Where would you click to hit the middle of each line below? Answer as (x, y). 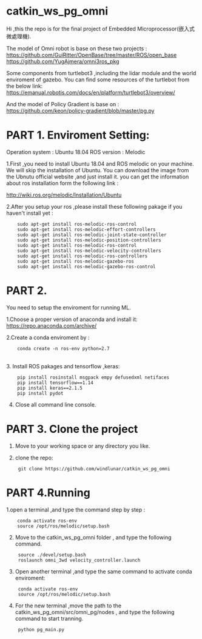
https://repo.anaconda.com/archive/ (52, 325)
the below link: (25, 86)
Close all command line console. (56, 404)
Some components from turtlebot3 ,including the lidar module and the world (101, 73)
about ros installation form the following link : (62, 183)
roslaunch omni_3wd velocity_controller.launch (79, 560)
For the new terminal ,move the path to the (68, 606)
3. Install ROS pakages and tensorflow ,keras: (63, 366)
